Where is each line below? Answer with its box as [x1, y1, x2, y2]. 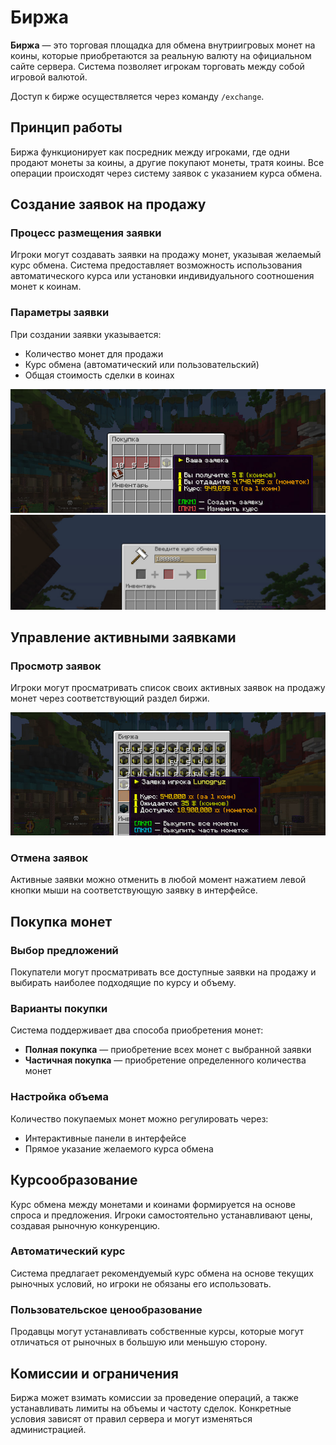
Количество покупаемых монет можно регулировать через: [10, 1112, 269, 1125]
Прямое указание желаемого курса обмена [24, 1142, 214, 1155]
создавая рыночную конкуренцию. [10, 1219, 161, 1231]
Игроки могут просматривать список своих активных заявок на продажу [10, 682, 326, 694]
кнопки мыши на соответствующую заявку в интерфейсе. [10, 884, 258, 896]
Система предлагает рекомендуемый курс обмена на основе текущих [10, 1267, 314, 1279]
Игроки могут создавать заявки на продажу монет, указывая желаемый [10, 249, 322, 261]
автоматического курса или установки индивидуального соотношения [10, 270, 315, 282]
